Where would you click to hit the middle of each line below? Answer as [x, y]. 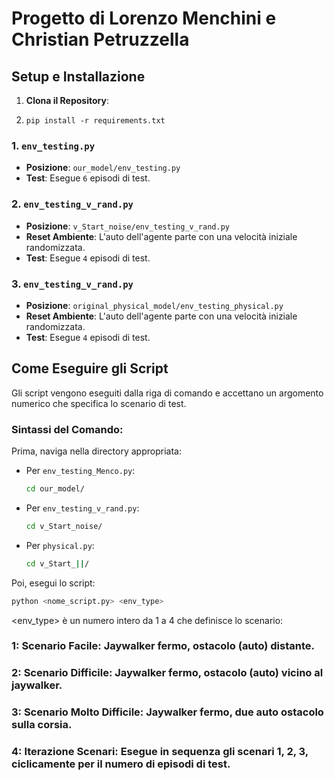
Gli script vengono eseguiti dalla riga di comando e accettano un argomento [167, 393]
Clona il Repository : [67, 100]
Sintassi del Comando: [67, 429]
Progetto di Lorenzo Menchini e [144, 18]
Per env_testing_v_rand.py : [82, 508]
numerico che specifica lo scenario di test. [99, 403]
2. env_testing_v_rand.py [72, 204]
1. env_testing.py [53, 145]
